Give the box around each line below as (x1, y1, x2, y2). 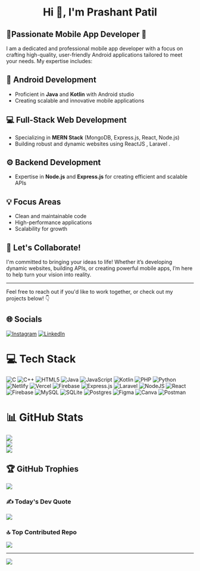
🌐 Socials (6, 314, 43, 324)
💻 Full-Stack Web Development (6, 115, 127, 125)
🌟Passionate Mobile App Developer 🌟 (6, 29, 147, 39)
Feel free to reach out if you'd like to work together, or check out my (6, 288, 173, 296)
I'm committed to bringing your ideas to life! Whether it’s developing (6, 259, 173, 266)
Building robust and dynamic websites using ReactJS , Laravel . (14, 140, 171, 147)
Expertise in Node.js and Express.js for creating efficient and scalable (14, 173, 188, 181)
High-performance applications (14, 219, 92, 226)
